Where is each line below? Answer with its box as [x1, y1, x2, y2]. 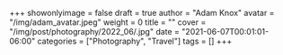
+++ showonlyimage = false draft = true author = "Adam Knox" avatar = [9, 8, 275, 18]
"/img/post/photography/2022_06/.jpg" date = [9, 27, 180, 36]
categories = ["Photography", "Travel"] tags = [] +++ [37, 35, 233, 46]
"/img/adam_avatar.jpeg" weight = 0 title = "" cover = [9, 17, 207, 27]
